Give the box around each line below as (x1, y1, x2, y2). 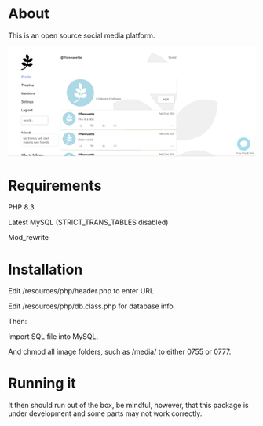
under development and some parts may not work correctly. (8, 409, 203, 418)
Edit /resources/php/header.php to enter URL (8, 286, 155, 296)
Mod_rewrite (8, 233, 49, 242)
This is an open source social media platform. (8, 31, 155, 40)
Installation (8, 260, 83, 279)
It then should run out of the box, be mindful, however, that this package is (8, 401, 249, 410)
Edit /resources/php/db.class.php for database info (8, 301, 174, 311)
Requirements (8, 177, 102, 195)
